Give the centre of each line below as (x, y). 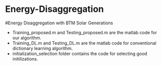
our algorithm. (27, 38)
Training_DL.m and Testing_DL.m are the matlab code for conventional (84, 43)
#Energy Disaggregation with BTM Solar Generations (59, 23)
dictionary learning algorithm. (42, 48)
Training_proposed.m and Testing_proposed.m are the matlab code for (85, 32)
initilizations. (25, 59)
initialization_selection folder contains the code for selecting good (80, 54)
